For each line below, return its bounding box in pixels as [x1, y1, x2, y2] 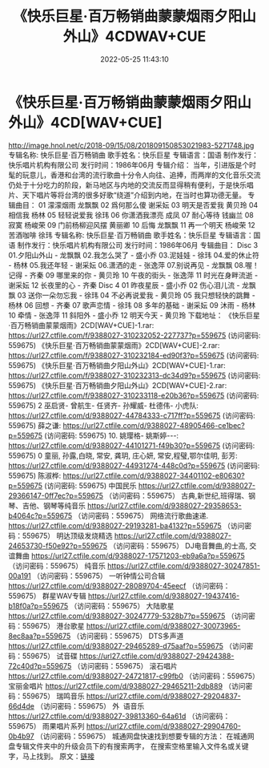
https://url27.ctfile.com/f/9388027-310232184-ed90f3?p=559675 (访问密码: [8, 350, 259, 360]
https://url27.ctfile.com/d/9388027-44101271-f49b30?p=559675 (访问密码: [8, 440, 255, 450]
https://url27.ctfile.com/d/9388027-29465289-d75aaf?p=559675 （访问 [8, 641, 247, 650]
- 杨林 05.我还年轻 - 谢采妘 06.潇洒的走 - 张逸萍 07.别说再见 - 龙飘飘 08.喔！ [8, 260, 259, 269]
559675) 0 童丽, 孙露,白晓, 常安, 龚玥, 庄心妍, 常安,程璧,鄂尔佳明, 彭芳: [8, 451, 238, 460]
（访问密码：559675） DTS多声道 [72, 631, 184, 641]
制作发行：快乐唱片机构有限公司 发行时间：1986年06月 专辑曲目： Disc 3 [17, 240, 259, 249]
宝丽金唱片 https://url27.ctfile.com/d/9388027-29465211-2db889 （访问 [8, 681, 246, 690]
